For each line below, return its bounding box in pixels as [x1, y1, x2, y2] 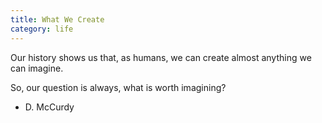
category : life [10, 24, 74, 34]
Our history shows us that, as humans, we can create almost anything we [10, 51, 312, 63]
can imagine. [10, 62, 64, 74]
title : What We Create [10, 14, 105, 25]
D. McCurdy [24, 101, 75, 113]
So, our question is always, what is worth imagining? [10, 81, 227, 93]
